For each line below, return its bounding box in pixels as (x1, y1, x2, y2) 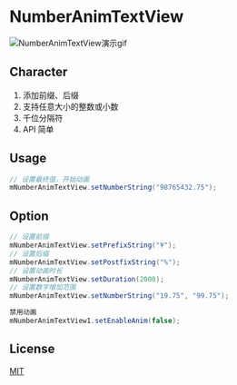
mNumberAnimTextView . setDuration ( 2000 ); (9, 274, 165, 283)
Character (9, 64, 68, 80)
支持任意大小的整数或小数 (22, 101, 119, 112)
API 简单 (22, 123, 54, 134)
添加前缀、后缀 (22, 89, 79, 101)
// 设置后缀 (9, 249, 50, 258)
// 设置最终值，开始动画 (9, 174, 90, 183)
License (9, 341, 55, 357)
